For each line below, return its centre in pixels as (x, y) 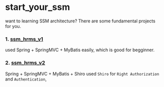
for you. (13, 26)
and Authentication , (26, 79)
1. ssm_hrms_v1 (24, 39)
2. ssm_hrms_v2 (25, 63)
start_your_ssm (38, 7)
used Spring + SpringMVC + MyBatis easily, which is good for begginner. (80, 50)
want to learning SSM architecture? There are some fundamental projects (80, 21)
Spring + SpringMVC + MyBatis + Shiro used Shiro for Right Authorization (82, 74)
